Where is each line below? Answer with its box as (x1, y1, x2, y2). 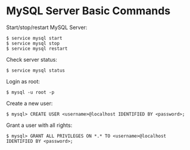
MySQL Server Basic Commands (6, 4, 171, 18)
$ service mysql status (6, 67, 66, 74)
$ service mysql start (6, 35, 63, 41)
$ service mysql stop (6, 40, 60, 46)
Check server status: (6, 56, 58, 63)
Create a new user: (6, 100, 53, 107)
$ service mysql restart (6, 46, 68, 52)
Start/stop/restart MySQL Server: (6, 24, 88, 31)
